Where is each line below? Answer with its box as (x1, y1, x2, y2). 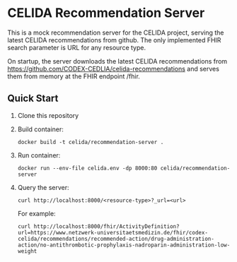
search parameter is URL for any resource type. (7, 43, 146, 52)
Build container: (17, 125, 64, 133)
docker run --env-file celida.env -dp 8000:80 (17, 165, 158, 172)
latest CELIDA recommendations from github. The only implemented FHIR (7, 35, 221, 44)
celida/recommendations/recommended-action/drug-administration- (17, 235, 214, 242)
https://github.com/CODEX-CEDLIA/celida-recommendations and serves (7, 64, 219, 73)
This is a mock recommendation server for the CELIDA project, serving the (7, 28, 224, 37)
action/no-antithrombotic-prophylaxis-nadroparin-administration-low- (17, 242, 231, 249)
